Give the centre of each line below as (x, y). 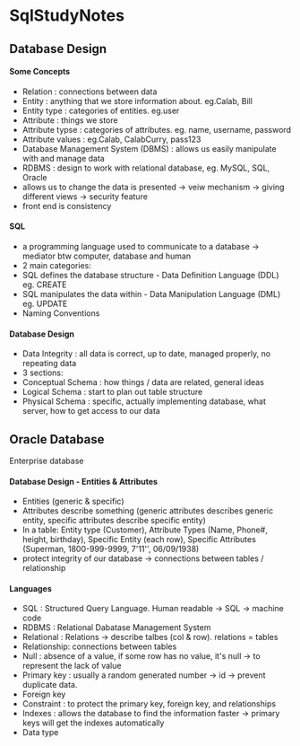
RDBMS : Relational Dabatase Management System (116, 628)
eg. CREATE (44, 285)
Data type (40, 733)
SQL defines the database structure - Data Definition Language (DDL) (150, 275)
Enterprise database (47, 461)
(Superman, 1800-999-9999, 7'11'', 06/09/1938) (111, 549)
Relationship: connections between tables (99, 646)
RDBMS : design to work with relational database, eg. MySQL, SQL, (146, 168)
